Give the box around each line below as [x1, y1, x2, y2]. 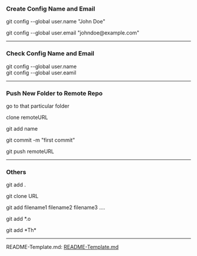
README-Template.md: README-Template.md [6, 244, 119, 251]
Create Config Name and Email [6, 5, 96, 13]
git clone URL [6, 193, 39, 200]
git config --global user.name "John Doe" [6, 18, 106, 25]
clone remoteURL [6, 114, 48, 121]
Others [6, 168, 26, 176]
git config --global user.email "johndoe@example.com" [6, 29, 140, 36]
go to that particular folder [6, 102, 70, 110]
